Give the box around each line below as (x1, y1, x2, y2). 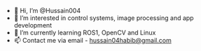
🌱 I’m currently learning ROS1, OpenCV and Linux (13, 28, 156, 37)
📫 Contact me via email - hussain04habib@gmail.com (13, 37, 172, 44)
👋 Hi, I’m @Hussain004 (13, 7, 81, 14)
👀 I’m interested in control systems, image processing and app (13, 14, 194, 22)
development (13, 21, 53, 29)
